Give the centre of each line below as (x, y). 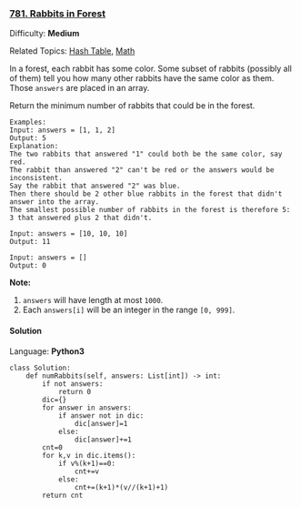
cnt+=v (87, 472)
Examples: (28, 122)
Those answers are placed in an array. (80, 88)
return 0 (75, 391)
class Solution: (40, 368)
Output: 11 (30, 242)
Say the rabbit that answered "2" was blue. (95, 186)
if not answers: (73, 384)
